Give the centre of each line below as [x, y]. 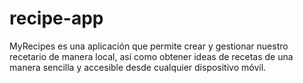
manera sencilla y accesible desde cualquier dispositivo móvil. [138, 67]
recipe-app [56, 18]
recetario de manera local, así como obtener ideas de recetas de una [151, 56]
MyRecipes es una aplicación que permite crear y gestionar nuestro [149, 46]
